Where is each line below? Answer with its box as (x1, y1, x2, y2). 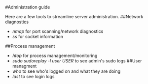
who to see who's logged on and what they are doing (12, 68, 121, 74)
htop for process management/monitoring (12, 53, 98, 58)
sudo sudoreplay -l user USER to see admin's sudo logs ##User (12, 58, 142, 63)
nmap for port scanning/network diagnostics (12, 28, 104, 34)
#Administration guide (5, 4, 50, 10)
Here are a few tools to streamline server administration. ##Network (5, 14, 144, 19)
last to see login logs (12, 74, 55, 79)
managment (12, 63, 37, 69)
